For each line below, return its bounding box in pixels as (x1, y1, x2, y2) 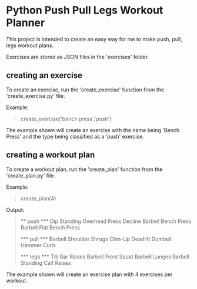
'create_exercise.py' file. (6, 92, 65, 99)
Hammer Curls (20, 241, 56, 248)
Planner (6, 16, 45, 29)
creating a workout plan (6, 150, 95, 160)
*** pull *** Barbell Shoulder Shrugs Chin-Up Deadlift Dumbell (20, 235, 172, 242)
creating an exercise (6, 70, 82, 80)
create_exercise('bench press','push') (20, 115, 112, 122)
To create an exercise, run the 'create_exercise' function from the (6, 86, 165, 93)
